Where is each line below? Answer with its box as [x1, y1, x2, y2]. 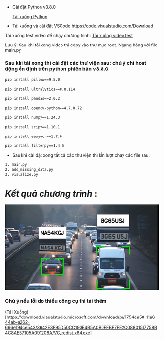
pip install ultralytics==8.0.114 [5, 87, 76, 92]
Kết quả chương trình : [5, 188, 98, 200]
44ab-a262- [5, 319, 30, 325]
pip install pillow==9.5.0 [5, 77, 60, 82]
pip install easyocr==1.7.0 [5, 134, 62, 139]
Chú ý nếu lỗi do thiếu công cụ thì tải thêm [5, 298, 107, 305]
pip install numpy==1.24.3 [5, 115, 60, 120]
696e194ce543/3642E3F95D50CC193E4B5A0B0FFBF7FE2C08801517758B [5, 324, 157, 330]
